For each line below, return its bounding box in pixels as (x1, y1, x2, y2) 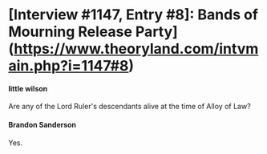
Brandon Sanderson (8, 120, 77, 129)
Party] (135, 22, 178, 41)
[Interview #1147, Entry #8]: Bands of (8, 6, 259, 24)
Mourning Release (8, 22, 132, 41)
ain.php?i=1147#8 (8, 57, 129, 75)
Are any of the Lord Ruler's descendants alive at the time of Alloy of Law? (8, 102, 251, 111)
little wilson (8, 83, 48, 93)
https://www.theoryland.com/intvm (14, 40, 259, 58)
